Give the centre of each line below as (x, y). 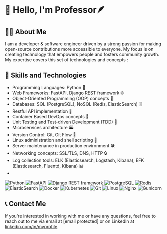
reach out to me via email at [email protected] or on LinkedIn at (70, 221)
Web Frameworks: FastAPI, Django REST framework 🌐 (68, 93)
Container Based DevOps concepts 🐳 (51, 116)
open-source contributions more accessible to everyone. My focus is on (79, 49)
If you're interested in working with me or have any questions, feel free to (81, 216)
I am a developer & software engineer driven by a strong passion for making (83, 44)
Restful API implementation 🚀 (42, 111)
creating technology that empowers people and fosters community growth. (82, 54)
